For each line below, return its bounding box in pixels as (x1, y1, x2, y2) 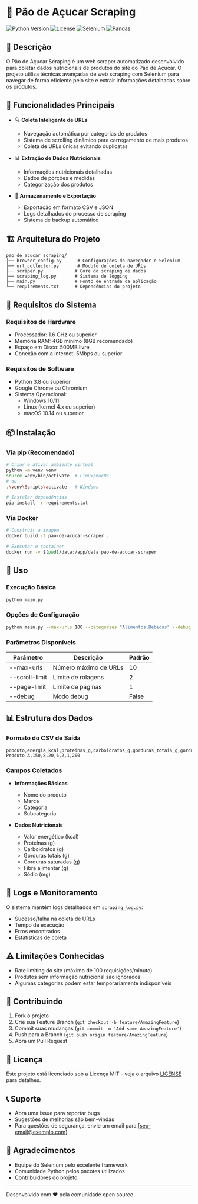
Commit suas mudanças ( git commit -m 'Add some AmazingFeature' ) (14, 1025, 181, 1032)
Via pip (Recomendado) (6, 448, 75, 457)
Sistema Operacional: (14, 391, 67, 398)
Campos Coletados (6, 766, 62, 775)
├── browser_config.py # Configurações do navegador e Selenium (6, 258, 181, 264)
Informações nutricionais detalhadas (23, 168, 113, 175)
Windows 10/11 (23, 397, 60, 404)
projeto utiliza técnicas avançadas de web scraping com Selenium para (6, 70, 179, 78)
